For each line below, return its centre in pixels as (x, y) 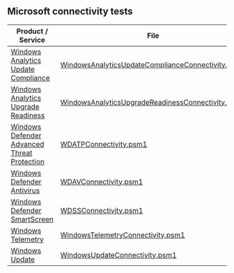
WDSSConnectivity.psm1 (102, 210)
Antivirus (25, 190)
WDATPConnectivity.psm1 (104, 144)
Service (32, 40)
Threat (22, 153)
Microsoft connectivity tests (70, 12)
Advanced (28, 144)
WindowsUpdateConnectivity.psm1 (118, 255)
